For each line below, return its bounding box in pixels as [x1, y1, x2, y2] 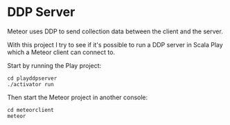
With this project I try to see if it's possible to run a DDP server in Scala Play [7, 40, 223, 49]
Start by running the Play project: [7, 61, 102, 69]
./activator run [7, 81, 54, 87]
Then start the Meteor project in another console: [7, 93, 148, 101]
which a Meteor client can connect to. [7, 48, 116, 56]
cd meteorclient [7, 106, 54, 113]
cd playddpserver [7, 74, 57, 82]
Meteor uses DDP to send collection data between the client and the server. [7, 27, 223, 35]
